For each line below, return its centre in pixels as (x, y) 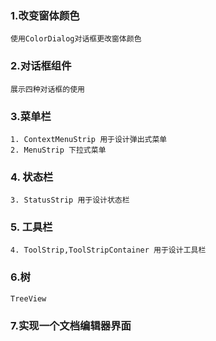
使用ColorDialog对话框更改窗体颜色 (76, 39)
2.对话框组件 (41, 66)
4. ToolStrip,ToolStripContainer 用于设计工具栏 (108, 250)
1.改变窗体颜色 (45, 15)
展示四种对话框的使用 (47, 89)
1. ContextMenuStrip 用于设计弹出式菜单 (89, 139)
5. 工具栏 (31, 227)
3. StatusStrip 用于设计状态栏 (70, 200)
